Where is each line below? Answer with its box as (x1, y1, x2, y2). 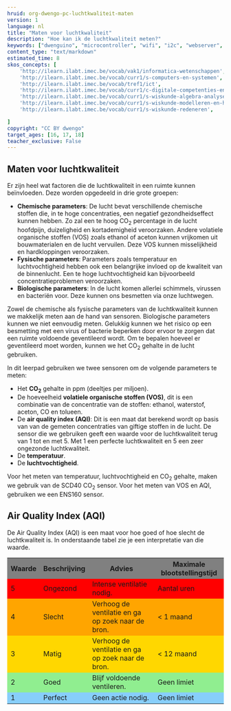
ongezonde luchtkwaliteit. (16, 445, 91, 453)
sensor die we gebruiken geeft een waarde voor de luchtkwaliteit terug (16, 429, 218, 438)
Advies (109, 564, 133, 573)
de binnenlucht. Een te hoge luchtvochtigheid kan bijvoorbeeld (16, 269, 195, 277)
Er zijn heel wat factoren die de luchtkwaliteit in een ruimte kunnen (7, 182, 196, 190)
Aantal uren (157, 583, 195, 593)
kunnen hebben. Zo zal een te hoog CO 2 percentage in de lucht (16, 217, 197, 226)
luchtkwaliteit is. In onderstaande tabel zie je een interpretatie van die (7, 535, 204, 544)
